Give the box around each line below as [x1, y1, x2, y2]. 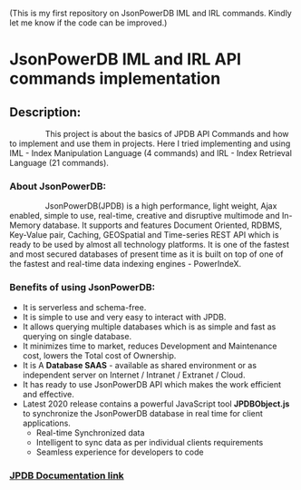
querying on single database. [22, 330, 132, 341]
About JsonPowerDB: [9, 180, 107, 192]
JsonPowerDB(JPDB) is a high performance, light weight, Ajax [44, 201, 277, 211]
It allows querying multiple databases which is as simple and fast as [22, 321, 277, 332]
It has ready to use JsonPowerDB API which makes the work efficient [22, 378, 282, 389]
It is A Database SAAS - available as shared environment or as [22, 359, 257, 370]
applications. [22, 417, 71, 428]
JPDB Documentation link [9, 469, 124, 482]
